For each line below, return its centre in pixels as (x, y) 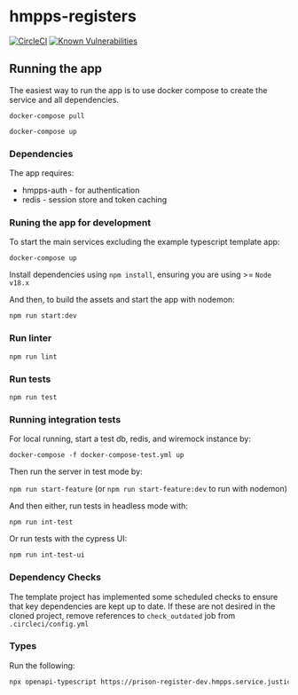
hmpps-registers (73, 16)
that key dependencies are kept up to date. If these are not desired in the (142, 606)
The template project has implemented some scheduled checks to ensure (144, 596)
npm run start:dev (43, 316)
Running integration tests (65, 419)
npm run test (33, 397)
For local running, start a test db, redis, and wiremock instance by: (130, 439)
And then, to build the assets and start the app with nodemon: (122, 300)
